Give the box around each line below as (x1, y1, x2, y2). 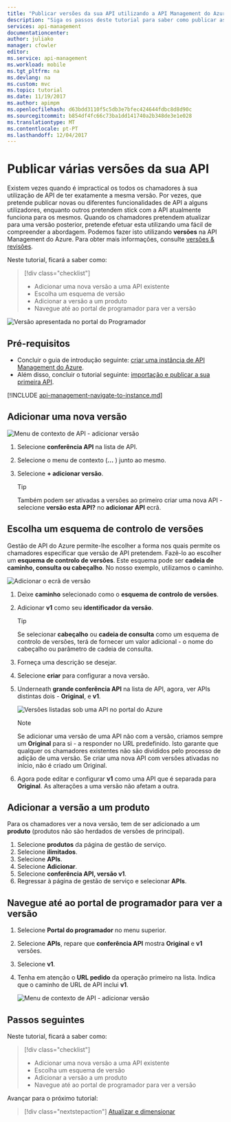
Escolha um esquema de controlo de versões (7, 524, 204, 535)
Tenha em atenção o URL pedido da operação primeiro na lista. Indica (16, 973, 216, 982)
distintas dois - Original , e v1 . (16, 692, 101, 700)
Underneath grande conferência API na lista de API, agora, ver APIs (16, 684, 211, 693)
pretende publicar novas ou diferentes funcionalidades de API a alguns (7, 199, 208, 207)
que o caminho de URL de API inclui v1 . (16, 981, 129, 989)
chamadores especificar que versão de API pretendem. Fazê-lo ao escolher (7, 548, 222, 557)
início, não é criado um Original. (16, 761, 108, 769)
